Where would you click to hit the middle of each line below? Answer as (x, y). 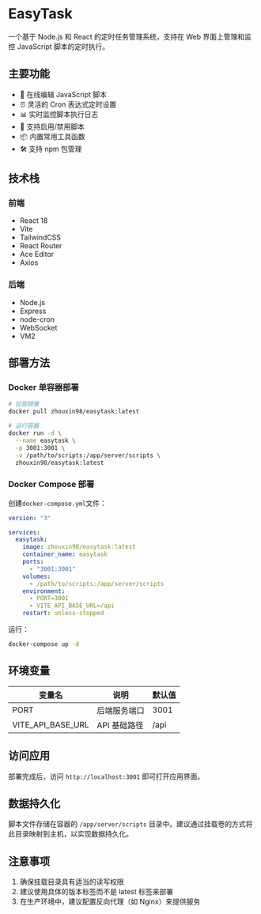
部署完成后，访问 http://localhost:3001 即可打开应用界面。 (106, 776)
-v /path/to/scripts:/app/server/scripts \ (88, 455)
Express (33, 311)
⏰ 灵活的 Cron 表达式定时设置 (68, 104)
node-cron (37, 319)
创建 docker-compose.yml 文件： (57, 503)
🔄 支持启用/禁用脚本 (52, 127)
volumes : (37, 576)
